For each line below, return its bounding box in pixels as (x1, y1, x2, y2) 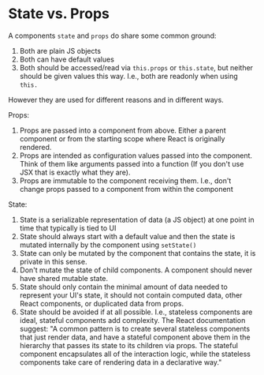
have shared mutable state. (19, 273, 109, 283)
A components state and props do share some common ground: (8, 31, 217, 40)
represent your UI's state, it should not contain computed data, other (19, 290, 243, 300)
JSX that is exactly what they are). (19, 167, 131, 177)
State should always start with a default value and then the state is (19, 231, 236, 241)
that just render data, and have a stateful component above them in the (19, 332, 251, 342)
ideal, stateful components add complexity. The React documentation (19, 315, 246, 324)
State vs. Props (8, 5, 110, 23)
